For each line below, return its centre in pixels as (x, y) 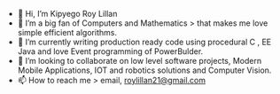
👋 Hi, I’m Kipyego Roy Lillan (67, 14)
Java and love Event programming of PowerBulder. (110, 51)
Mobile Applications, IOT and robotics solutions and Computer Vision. (144, 70)
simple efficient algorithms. (67, 32)
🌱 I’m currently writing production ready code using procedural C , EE (144, 42)
